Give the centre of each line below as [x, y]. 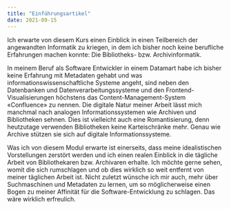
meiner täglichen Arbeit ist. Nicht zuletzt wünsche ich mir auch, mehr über [113, 176]
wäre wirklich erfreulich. [41, 199]
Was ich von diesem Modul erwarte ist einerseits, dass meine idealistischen [114, 147]
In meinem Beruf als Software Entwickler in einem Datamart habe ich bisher [114, 68]
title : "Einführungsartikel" [49, 13]
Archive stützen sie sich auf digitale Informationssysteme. [89, 134]
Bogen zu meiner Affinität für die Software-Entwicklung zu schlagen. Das [111, 192]
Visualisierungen [31, 97]
